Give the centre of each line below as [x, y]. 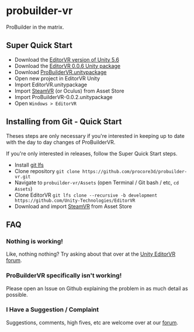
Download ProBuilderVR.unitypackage [60, 72]
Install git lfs [29, 165]
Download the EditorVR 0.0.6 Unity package [67, 66]
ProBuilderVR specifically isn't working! [64, 276]
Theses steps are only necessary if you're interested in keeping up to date [96, 135]
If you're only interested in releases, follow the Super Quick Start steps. [92, 153]
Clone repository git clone [47, 171]
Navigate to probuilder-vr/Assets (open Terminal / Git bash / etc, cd [97, 182]
